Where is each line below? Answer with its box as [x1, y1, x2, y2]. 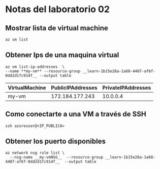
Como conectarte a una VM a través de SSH [5, 110, 146, 118]
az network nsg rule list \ [5, 150, 65, 155]
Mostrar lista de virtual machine [5, 24, 108, 32]
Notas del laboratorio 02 [5, 4, 110, 15]
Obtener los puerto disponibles [5, 137, 106, 146]
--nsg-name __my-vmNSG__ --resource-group [10, 155, 103, 160]
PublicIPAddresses [50, 84, 98, 91]
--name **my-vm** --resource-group [5, 68, 81, 74]
